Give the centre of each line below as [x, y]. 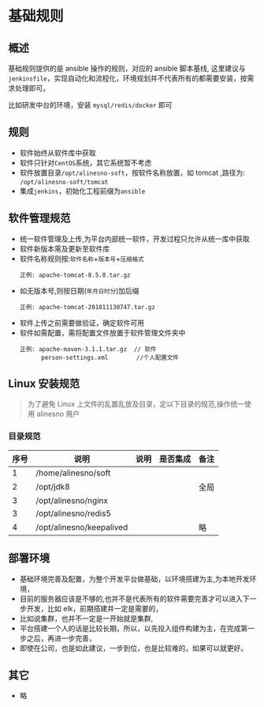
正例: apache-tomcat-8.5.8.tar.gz [75, 275]
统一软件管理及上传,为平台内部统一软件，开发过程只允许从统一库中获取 [134, 239]
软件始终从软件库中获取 [58, 153]
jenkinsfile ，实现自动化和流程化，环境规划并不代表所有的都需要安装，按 [128, 78]
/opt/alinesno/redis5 [74, 513]
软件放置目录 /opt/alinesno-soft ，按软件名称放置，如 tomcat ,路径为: [132, 172]
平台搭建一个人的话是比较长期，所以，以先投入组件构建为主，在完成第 [134, 628]
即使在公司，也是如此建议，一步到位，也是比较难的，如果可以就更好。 [134, 648]
